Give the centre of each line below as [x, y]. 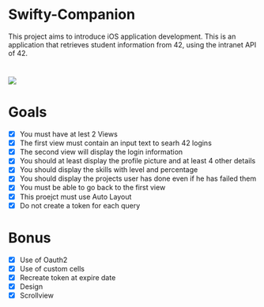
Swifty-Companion [72, 15]
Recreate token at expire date [68, 277]
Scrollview [36, 295]
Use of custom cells [52, 268]
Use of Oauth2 [43, 260]
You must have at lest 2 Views [69, 134]
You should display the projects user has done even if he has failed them [138, 178]
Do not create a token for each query [80, 205]
